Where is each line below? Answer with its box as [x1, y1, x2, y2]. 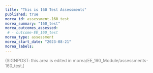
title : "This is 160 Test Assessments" [5, 7, 87, 12]
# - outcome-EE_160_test [7, 30, 58, 35]
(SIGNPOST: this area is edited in [5, 57, 72, 63]
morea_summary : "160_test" [5, 21, 61, 26]
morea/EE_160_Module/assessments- [73, 57, 149, 63]
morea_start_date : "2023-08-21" [5, 39, 71, 44]
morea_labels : [5, 44, 34, 49]
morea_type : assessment [5, 35, 54, 40]
